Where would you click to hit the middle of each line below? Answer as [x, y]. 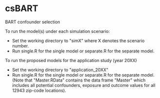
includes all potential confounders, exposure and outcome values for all [84, 85]
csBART [22, 8]
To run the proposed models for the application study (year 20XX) [71, 60]
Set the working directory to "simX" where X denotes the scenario [78, 41]
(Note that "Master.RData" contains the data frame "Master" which [79, 80]
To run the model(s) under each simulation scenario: [58, 31]
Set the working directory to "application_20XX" [60, 70]
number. [20, 46]
